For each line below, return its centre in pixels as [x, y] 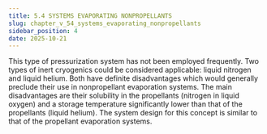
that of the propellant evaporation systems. [80, 121]
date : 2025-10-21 [38, 38]
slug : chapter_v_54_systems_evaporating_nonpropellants [105, 23]
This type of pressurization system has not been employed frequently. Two [134, 61]
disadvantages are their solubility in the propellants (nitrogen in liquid [124, 96]
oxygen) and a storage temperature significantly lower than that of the [126, 104]
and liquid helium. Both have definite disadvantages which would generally [133, 78]
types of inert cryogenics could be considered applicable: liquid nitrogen [130, 70]
